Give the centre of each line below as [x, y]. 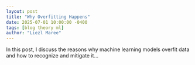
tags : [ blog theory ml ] [35, 28]
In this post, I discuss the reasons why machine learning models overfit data [98, 49]
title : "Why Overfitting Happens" [48, 17]
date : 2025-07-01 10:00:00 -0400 [47, 22]
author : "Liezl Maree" [34, 33]
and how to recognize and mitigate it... [52, 56]
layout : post [22, 11]
